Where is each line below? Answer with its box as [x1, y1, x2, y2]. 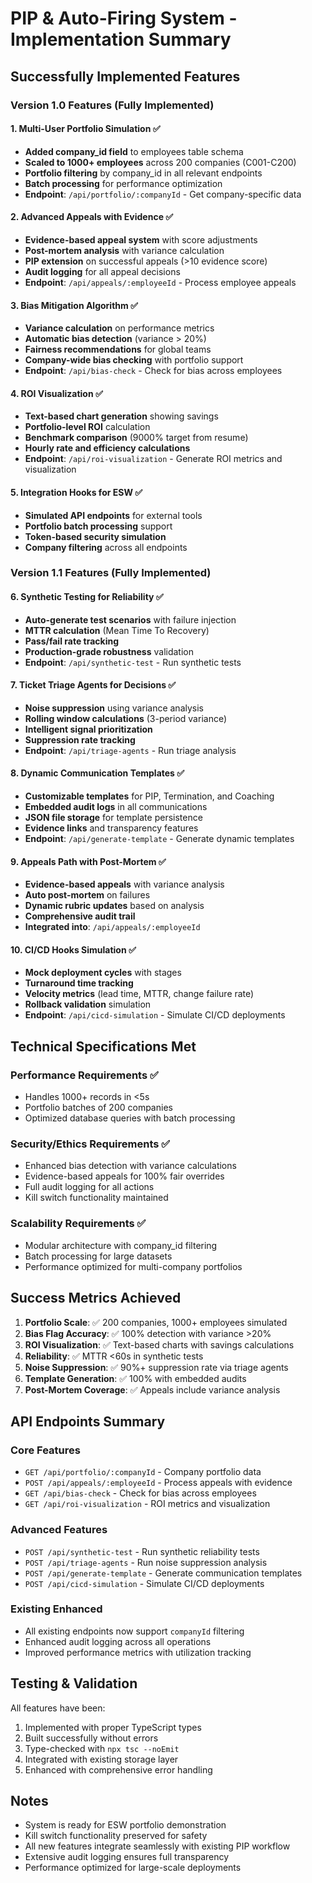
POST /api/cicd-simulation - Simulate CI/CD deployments [24, 1577, 265, 1589]
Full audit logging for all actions [24, 1181, 155, 1193]
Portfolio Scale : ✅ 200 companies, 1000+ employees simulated [24, 1316, 288, 1328]
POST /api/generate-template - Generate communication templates [24, 1567, 303, 1579]
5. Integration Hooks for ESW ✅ [10, 486, 143, 498]
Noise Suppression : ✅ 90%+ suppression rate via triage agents [24, 1361, 289, 1373]
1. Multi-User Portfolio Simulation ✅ [10, 123, 161, 135]
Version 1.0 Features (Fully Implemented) [10, 98, 215, 112]
